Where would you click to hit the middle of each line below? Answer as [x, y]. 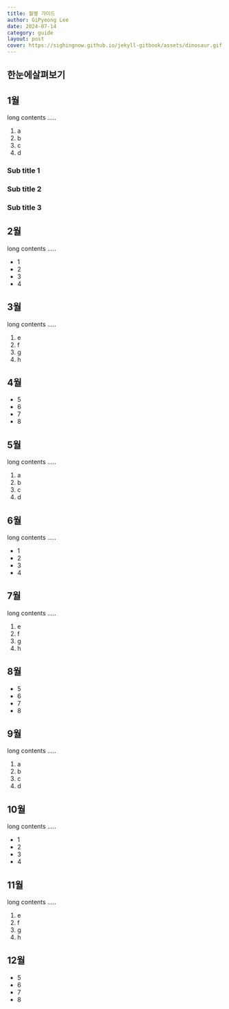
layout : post [26, 39]
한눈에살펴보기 [36, 75]
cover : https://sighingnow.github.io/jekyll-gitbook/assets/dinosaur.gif [115, 45]
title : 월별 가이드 [31, 13]
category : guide [30, 33]
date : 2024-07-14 [32, 26]
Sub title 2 [24, 189]
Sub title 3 [25, 207]
